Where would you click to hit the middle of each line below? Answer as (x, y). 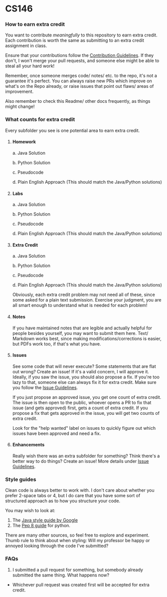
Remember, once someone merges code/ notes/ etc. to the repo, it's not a (81, 76)
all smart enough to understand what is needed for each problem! (80, 305)
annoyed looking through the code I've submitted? (57, 546)
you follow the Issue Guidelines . (45, 387)
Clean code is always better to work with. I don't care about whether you (80, 490)
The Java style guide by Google (45, 520)
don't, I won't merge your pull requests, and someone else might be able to (82, 61)
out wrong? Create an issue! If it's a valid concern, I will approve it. (81, 371)
